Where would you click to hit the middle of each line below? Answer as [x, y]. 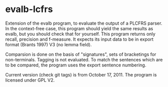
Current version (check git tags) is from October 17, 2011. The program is [81, 74]
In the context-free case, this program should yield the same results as [79, 28]
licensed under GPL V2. [30, 80]
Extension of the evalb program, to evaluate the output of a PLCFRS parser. [84, 23]
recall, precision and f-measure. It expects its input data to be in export [79, 39]
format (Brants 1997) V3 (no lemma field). [49, 44]
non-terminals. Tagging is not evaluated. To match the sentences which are [84, 59]
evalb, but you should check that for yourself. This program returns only [80, 34]
